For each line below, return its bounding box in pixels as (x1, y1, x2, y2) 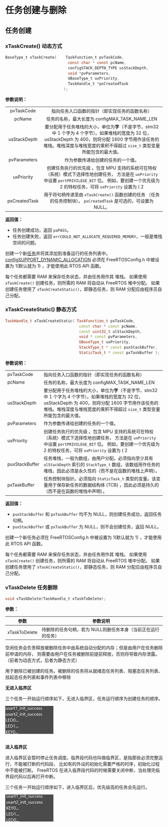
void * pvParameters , (67, 71, 111, 76)
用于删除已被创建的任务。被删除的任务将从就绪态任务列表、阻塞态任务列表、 (5, 668, 163, 674)
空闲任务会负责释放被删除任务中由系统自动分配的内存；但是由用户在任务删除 (5, 645, 163, 651)
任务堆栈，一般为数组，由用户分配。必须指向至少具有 (43, 455, 153, 461)
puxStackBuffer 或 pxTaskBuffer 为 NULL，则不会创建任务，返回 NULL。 (12, 523, 161, 529)
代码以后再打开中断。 (13, 774, 58, 780)
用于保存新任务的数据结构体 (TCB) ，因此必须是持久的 (47, 482, 159, 488)
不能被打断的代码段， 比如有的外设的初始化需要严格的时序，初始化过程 (13, 761, 160, 767)
